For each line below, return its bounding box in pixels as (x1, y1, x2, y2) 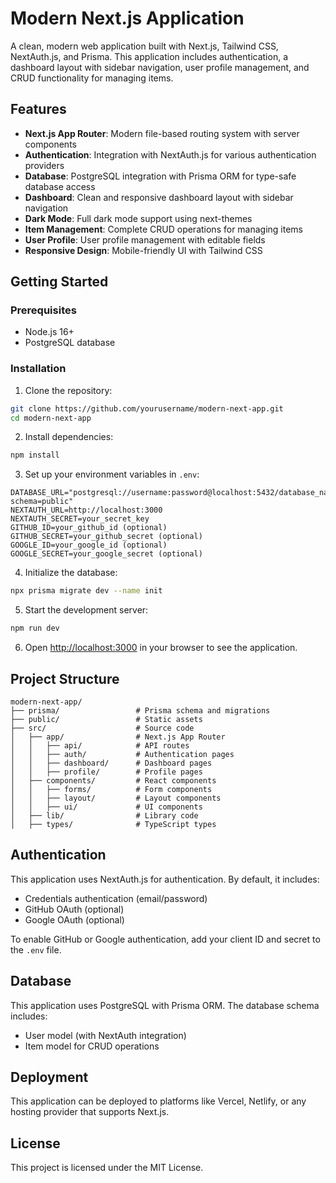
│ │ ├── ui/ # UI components (10, 802, 203, 812)
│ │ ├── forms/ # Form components (10, 784, 213, 794)
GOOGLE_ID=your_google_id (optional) (10, 540, 168, 551)
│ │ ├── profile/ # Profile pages (10, 767, 203, 777)
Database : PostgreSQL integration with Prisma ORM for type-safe (24, 170, 297, 182)
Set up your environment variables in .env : (24, 468, 200, 481)
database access (24, 180, 96, 192)
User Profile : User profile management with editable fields (24, 233, 266, 246)
